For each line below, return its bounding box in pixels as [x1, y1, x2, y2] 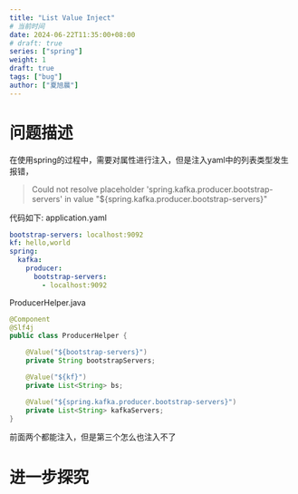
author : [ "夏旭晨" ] [9, 81, 79, 90]
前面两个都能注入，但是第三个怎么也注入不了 [9, 431, 177, 442]
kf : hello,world [9, 238, 71, 247]
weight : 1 [9, 55, 47, 64]
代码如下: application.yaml [9, 212, 107, 223]
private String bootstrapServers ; [25, 356, 156, 365]
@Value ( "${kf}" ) [25, 373, 88, 382]
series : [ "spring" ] [9, 47, 83, 56]
